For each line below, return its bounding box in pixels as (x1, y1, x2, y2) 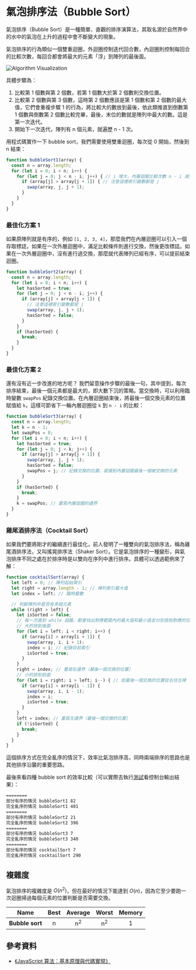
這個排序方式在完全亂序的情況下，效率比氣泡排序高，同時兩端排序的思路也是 (6, 754, 190, 761)
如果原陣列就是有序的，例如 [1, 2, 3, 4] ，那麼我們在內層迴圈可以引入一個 (6, 235, 187, 242)
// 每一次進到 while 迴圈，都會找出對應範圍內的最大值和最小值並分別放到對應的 (16, 618, 186, 624)
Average (66, 909, 90, 917)
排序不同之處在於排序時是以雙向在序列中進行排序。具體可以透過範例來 (10, 555, 180, 562)
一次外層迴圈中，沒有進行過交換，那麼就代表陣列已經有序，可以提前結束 (16, 250, 190, 257)
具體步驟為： (6, 77, 37, 84)
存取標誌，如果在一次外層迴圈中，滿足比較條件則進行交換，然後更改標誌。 (6, 242, 185, 249)
